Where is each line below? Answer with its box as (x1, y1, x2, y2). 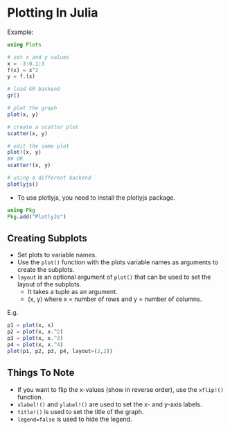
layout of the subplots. (17, 280, 82, 289)
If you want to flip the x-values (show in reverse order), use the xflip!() (17, 385, 224, 393)
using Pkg (7, 207, 36, 214)
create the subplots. (17, 266, 75, 274)
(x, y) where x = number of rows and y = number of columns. (27, 295, 202, 303)
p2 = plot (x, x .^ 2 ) (7, 328, 64, 336)
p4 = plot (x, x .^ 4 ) (7, 341, 64, 348)
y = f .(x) (7, 73, 36, 80)
